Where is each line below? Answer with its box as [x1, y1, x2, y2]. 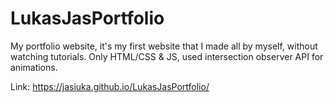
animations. [10, 61, 58, 73]
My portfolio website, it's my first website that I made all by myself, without [10, 40, 318, 52]
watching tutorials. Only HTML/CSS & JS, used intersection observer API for [10, 50, 324, 62]
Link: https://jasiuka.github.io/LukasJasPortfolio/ [10, 80, 210, 92]
